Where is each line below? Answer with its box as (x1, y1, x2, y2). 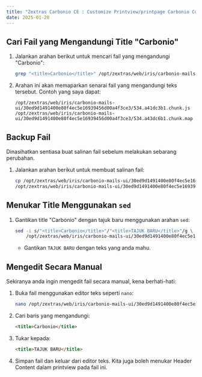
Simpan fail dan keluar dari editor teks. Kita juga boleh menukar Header (14, 357, 192, 364)
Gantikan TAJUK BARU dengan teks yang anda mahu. (23, 244, 151, 252)
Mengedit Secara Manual (6, 262, 102, 272)
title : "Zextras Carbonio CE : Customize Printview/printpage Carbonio (6, 8, 189, 15)
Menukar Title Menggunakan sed (6, 200, 131, 211)
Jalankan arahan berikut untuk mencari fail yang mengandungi (14, 52, 170, 60)
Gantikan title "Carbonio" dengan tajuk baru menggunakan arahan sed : (14, 216, 190, 223)
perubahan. (6, 154, 35, 162)
